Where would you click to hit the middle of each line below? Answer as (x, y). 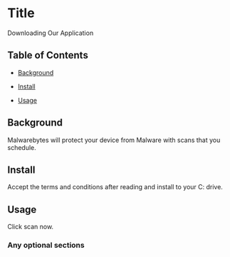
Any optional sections (46, 246)
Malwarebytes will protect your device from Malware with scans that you (114, 140)
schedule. (22, 147)
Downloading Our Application (51, 33)
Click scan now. (31, 227)
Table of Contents (48, 55)
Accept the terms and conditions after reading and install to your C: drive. (115, 187)
